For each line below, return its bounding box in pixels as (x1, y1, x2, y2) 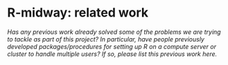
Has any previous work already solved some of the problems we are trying (7, 28, 221, 36)
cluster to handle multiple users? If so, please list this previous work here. (7, 50, 218, 58)
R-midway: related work (7, 5, 149, 21)
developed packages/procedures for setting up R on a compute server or (7, 42, 217, 50)
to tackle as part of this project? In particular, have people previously (7, 35, 204, 43)
